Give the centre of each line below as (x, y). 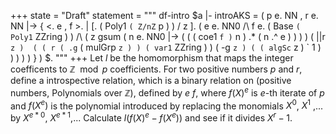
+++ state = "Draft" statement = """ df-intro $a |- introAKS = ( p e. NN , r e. (164, 15)
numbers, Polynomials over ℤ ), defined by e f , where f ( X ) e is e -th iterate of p (167, 92)
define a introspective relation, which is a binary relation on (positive (151, 80)
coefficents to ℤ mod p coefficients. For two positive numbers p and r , (156, 69)
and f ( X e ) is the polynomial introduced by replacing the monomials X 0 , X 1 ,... (167, 105)
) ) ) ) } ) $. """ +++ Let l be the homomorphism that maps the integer (152, 58)
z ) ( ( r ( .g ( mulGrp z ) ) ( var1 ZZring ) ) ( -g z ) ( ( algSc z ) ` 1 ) (166, 47)
